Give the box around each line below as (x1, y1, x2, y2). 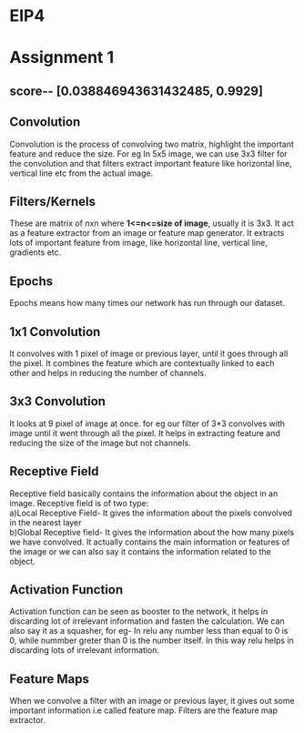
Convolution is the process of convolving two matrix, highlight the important (9, 138, 294, 149)
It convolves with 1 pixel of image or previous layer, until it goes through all (9, 348, 289, 360)
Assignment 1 (9, 47, 115, 68)
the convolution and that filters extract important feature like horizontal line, (9, 158, 293, 168)
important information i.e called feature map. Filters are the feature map (9, 705, 279, 716)
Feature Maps (9, 671, 89, 687)
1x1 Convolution (9, 324, 101, 340)
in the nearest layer (9, 516, 82, 528)
